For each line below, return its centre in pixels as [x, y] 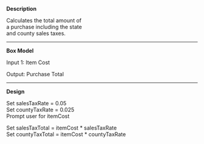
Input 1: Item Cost [28, 62]
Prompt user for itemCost [38, 116]
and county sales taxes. [36, 33]
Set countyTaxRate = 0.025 [40, 110]
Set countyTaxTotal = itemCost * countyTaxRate [66, 134]
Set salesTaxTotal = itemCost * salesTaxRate [62, 128]
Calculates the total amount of [44, 20]
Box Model [20, 51]
